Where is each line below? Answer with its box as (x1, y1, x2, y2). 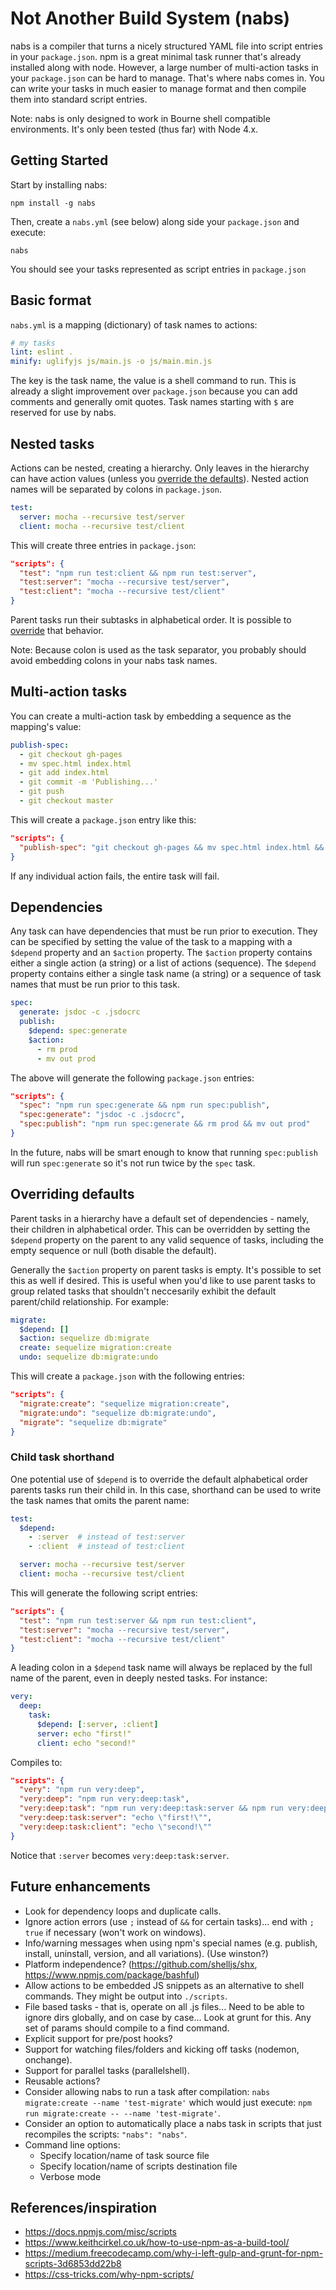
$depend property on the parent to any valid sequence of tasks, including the (10, 1233, 325, 1246)
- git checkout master (19, 796, 114, 806)
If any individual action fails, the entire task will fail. (10, 870, 220, 882)
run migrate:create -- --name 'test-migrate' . (24, 2107, 221, 2119)
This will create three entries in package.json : (10, 539, 197, 551)
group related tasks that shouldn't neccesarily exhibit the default (10, 1285, 277, 1297)
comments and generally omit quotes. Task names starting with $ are (10, 396, 295, 408)
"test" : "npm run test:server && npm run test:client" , (19, 1615, 257, 1626)
